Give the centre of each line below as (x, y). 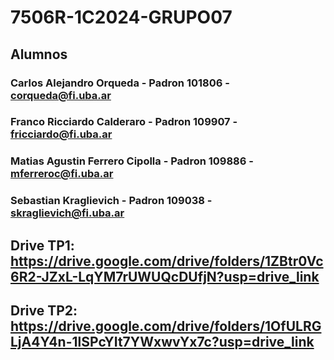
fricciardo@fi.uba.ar (61, 134)
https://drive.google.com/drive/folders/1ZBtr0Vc (167, 261)
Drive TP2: (44, 311)
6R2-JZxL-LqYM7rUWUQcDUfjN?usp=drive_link (165, 276)
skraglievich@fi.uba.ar (67, 213)
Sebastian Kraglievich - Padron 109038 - (111, 201)
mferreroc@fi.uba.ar (62, 174)
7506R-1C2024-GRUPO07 (121, 17)
